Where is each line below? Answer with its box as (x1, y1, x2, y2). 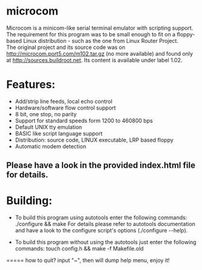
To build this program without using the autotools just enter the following (15, 239, 197, 246)
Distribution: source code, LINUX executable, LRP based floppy (15, 136, 174, 143)
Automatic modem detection (15, 142, 87, 150)
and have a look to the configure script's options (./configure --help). (15, 227, 188, 234)
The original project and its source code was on (6, 44, 126, 51)
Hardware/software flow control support (15, 104, 116, 111)
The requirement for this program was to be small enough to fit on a (6, 30, 176, 38)
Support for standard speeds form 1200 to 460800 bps (15, 117, 153, 124)
